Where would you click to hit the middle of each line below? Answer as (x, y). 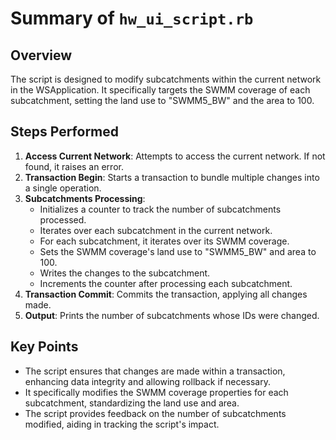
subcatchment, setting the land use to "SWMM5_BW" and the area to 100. (162, 100)
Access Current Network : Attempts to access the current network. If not (175, 156)
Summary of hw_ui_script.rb (132, 18)
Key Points (44, 347)
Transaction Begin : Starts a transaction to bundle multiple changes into (172, 177)
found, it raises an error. (74, 166)
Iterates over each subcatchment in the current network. (156, 230)
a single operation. (63, 188)
